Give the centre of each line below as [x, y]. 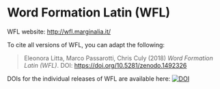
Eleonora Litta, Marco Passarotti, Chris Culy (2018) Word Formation [118, 58]
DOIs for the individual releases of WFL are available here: [89, 78]
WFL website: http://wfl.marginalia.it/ [59, 31]
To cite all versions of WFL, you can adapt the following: [86, 44]
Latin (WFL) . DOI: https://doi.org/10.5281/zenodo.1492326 [105, 65]
